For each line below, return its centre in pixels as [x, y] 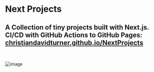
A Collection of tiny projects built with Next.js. [77, 27]
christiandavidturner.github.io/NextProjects [74, 43]
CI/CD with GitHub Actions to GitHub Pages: [74, 35]
